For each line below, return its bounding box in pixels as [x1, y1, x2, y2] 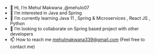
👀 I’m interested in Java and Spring [9, 10, 82, 16]
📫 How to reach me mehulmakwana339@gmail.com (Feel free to [9, 37, 145, 42]
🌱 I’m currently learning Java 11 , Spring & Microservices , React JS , [9, 15, 150, 21]
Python [9, 20, 25, 26]
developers [9, 31, 33, 37]
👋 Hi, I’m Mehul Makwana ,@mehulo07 [9, 5, 89, 10]
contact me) [9, 44, 35, 50]
